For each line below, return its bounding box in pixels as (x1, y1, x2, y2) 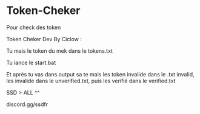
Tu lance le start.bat (6, 59, 56, 66)
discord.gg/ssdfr (6, 101, 48, 108)
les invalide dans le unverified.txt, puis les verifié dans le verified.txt (6, 77, 176, 84)
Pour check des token (6, 24, 61, 31)
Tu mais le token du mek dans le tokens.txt (6, 47, 113, 55)
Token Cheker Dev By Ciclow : (6, 35, 82, 42)
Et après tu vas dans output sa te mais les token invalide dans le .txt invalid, (6, 70, 195, 78)
